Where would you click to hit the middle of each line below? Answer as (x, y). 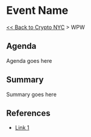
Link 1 (22, 128)
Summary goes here (32, 94)
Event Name (37, 11)
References (28, 113)
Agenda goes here (29, 60)
